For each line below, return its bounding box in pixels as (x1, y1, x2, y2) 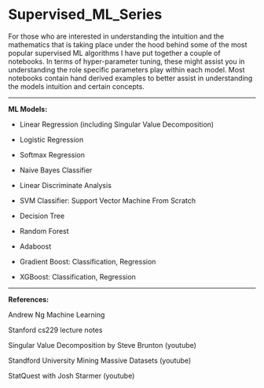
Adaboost (19, 242, 52, 251)
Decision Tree (19, 211, 65, 220)
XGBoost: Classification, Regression (19, 272, 136, 281)
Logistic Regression (19, 135, 84, 144)
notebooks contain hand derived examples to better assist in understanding (8, 73, 253, 83)
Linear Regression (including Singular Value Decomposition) (19, 120, 214, 129)
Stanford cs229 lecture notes (8, 325, 103, 334)
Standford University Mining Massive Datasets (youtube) (8, 356, 192, 365)
